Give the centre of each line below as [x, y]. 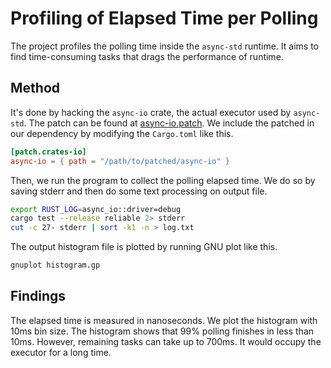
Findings [38, 296]
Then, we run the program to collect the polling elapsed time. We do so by [163, 180]
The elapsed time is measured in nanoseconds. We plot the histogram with [164, 320]
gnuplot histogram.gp [55, 265]
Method [35, 88]
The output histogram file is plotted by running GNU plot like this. [144, 247]
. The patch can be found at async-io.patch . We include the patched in [169, 123]
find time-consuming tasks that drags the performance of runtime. [147, 56]
